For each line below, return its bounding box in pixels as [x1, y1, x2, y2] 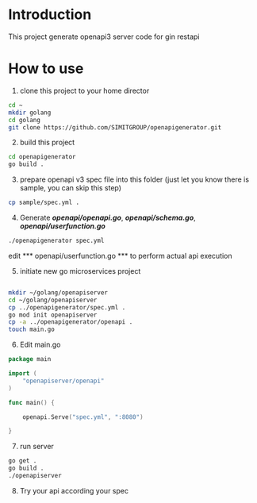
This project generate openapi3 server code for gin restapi [8, 32, 200, 41]
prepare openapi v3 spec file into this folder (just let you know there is [19, 175, 250, 184]
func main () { [8, 398, 56, 406]
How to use [8, 60, 84, 78]
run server [19, 442, 54, 451]
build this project [19, 137, 75, 148]
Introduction [8, 6, 92, 24]
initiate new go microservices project [19, 266, 141, 275]
